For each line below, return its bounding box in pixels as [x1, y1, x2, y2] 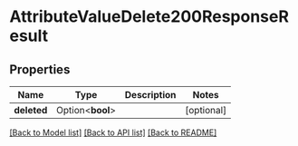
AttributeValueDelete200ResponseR [9, 6, 290, 27]
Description [124, 89, 177, 101]
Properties [9, 62, 71, 77]
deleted [14, 104, 48, 116]
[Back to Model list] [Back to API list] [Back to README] [9, 127, 217, 138]
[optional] [185, 104, 227, 116]
